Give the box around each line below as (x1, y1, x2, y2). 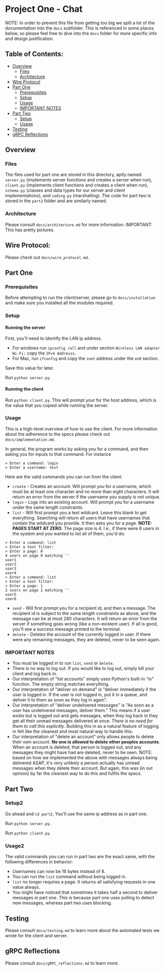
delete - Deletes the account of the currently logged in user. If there (12, 631, 151, 637)
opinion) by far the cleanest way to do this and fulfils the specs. (12, 770, 142, 777)
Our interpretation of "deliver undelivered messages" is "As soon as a (12, 702, 154, 708)
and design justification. (5, 36, 54, 42)
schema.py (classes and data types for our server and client (5, 187, 125, 193)
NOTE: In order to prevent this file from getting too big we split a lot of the (5, 20, 155, 26)
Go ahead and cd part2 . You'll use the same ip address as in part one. (5, 811, 148, 817)
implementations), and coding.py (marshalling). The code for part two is (5, 193, 151, 199)
